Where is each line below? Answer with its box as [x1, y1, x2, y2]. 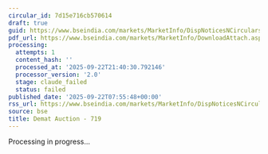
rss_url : [8, 100, 37, 108]
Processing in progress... [8, 137, 90, 146]
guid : [8, 26, 26, 34]
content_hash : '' [15, 56, 73, 64]
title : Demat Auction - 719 [8, 115, 102, 123]
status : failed [15, 85, 66, 94]
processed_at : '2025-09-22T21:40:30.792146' [15, 64, 166, 71]
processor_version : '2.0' [15, 71, 102, 79]
